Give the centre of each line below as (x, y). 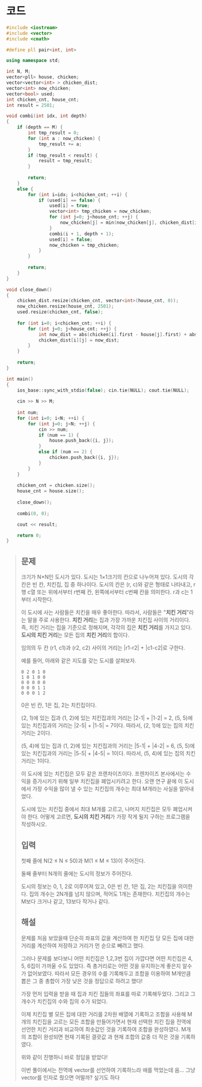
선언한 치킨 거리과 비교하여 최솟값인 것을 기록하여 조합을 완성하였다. (100, 1029)
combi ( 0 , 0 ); (33, 513)
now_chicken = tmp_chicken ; (84, 245)
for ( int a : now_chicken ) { (64, 138)
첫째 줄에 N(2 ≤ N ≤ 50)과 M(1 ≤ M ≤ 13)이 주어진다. (83, 860)
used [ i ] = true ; (69, 206)
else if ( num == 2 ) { (66, 452)
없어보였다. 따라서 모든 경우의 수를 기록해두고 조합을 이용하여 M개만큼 (109, 973)
